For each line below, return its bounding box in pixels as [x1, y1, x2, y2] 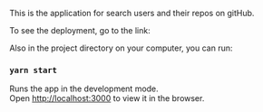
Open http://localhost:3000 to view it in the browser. [9, 93, 205, 104]
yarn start [9, 65, 57, 75]
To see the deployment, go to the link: [9, 25, 151, 35]
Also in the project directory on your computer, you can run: [9, 42, 233, 53]
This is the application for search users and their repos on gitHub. [9, 8, 255, 18]
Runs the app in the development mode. [9, 83, 159, 94]
